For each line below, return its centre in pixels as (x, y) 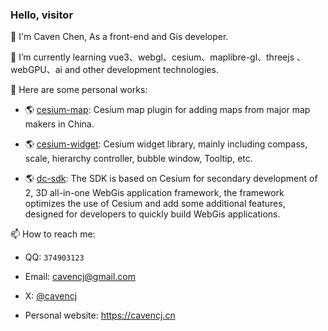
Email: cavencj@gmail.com (80, 277)
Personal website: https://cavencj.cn (100, 315)
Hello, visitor (42, 15)
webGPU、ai (36, 70)
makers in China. (59, 124)
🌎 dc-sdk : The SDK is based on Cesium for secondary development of (171, 179)
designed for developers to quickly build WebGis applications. (152, 214)
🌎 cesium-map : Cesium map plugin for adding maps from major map (167, 110)
